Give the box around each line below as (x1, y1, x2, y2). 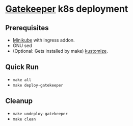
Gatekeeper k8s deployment (5, 3, 128, 15)
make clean (12, 116, 36, 122)
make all (12, 77, 32, 82)
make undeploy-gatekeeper (12, 111, 68, 116)
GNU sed (12, 43, 32, 49)
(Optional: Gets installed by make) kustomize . (12, 48, 108, 54)
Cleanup (5, 97, 33, 106)
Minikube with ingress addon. (12, 37, 75, 43)
